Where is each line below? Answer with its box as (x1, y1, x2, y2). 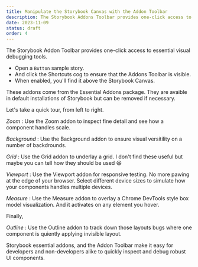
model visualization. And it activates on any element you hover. (6, 201, 160, 209)
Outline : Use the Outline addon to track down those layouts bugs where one (6, 224, 192, 231)
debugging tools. (6, 53, 47, 60)
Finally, (6, 213, 24, 220)
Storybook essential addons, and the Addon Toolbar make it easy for (6, 242, 173, 249)
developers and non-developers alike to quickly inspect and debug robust (6, 248, 186, 255)
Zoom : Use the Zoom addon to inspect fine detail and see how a (6, 118, 164, 125)
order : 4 (6, 31, 28, 37)
